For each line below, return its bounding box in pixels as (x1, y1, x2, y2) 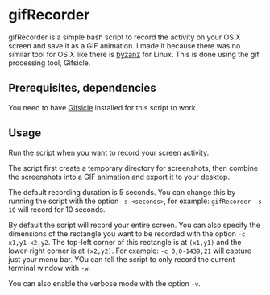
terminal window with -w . (8, 263, 91, 272)
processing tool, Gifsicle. (8, 58, 91, 68)
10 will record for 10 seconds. (8, 204, 106, 214)
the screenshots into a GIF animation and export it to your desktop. (8, 172, 231, 181)
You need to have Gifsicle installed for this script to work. (8, 102, 198, 112)
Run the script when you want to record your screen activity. (8, 147, 210, 157)
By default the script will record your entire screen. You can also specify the (8, 220, 260, 230)
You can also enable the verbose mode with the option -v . (8, 278, 201, 288)
